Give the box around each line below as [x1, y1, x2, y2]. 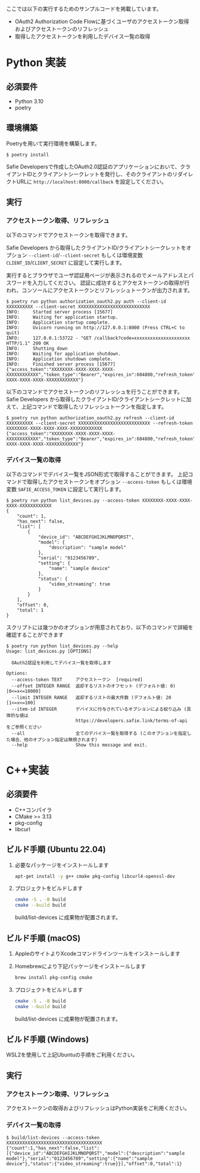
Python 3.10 [14, 98, 43, 105]
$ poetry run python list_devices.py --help [6, 643, 118, 649]
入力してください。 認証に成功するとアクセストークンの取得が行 [32, 279, 190, 286]
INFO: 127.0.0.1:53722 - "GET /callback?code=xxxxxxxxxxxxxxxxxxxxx [6, 335, 190, 341]
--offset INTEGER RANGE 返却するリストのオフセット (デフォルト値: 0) [11, 683, 176, 689]
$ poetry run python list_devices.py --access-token [6, 498, 140, 503]
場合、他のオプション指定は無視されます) [10, 736, 98, 742]
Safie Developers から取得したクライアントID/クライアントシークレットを [6, 244, 186, 251]
